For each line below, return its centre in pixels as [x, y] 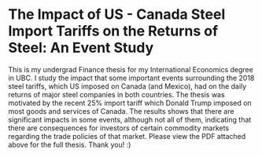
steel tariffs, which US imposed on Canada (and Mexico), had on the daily [127, 86]
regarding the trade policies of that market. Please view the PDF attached [127, 136]
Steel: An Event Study [81, 48]
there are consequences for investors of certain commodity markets [119, 128]
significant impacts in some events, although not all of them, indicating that [130, 119]
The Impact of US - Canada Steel [117, 15]
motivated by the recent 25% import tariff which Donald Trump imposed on [130, 103]
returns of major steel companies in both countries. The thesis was [117, 94]
